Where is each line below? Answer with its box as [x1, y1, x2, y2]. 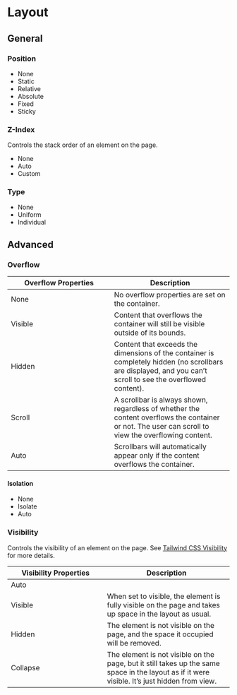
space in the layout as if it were [107, 667, 210, 677]
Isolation [7, 479, 34, 487]
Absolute [17, 92, 44, 100]
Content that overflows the [114, 310, 202, 320]
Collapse [11, 663, 40, 672]
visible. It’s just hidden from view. [107, 676, 217, 686]
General [7, 32, 44, 44]
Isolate [17, 502, 37, 511]
